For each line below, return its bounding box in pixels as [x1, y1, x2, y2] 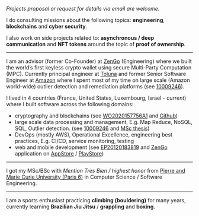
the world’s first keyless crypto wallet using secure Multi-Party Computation [6, 64, 192, 71]
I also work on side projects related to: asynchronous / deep [6, 34, 155, 41]
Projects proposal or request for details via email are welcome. [6, 5, 160, 12]
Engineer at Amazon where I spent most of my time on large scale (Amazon [6, 77, 191, 84]
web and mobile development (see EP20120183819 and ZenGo [14, 144, 168, 151]
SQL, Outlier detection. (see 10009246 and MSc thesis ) [14, 125, 150, 132]
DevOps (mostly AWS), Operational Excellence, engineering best [14, 131, 173, 138]
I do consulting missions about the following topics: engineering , [6, 17, 165, 23]
